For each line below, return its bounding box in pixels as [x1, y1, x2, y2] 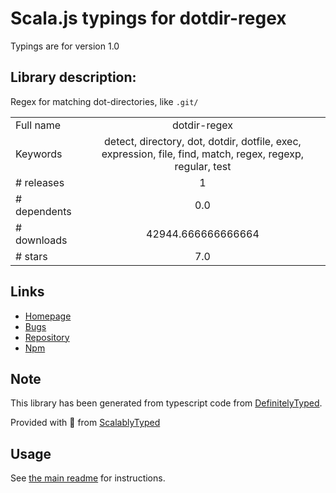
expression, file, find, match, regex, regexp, [101, 147, 305, 161]
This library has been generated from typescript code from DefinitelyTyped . [10, 397, 323, 409]
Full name [15, 118, 62, 132]
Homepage [24, 310, 72, 322]
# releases [15, 175, 65, 189]
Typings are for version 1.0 [10, 40, 120, 52]
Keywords [15, 147, 63, 161]
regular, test [174, 159, 232, 173]
